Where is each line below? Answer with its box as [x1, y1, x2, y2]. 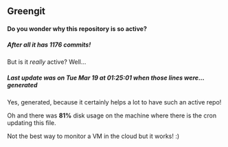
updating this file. [7, 118, 56, 126]
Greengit [7, 5, 46, 17]
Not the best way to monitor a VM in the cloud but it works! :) [7, 132, 180, 140]
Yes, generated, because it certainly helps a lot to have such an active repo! [7, 98, 222, 106]
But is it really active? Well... [7, 58, 87, 66]
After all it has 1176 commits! [7, 41, 91, 49]
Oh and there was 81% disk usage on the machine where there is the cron [7, 111, 217, 120]
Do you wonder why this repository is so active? [7, 24, 148, 33]
